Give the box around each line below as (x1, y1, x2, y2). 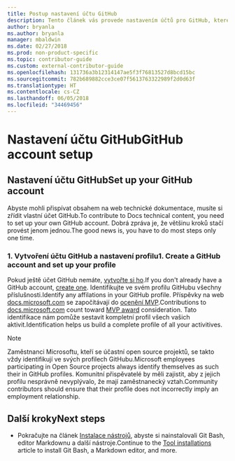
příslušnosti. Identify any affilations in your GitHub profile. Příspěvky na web (7, 291, 225, 299)
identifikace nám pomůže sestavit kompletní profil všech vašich (7, 313, 190, 322)
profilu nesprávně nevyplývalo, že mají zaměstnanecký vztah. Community (7, 378, 218, 386)
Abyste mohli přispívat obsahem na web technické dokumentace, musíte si (7, 204, 223, 212)
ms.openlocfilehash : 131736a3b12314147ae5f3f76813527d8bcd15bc (7, 69, 196, 76)
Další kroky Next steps (7, 413, 106, 425)
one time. (7, 233, 35, 242)
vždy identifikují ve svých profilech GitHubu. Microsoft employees (7, 355, 195, 364)
